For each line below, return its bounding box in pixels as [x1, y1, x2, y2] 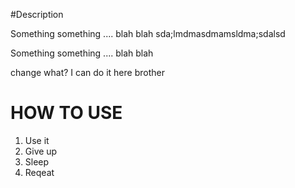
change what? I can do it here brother [10, 67, 165, 78]
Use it [24, 134, 50, 146]
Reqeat [24, 166, 55, 178]
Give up [24, 145, 58, 157]
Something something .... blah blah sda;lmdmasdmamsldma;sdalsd [10, 28, 286, 39]
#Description [10, 9, 64, 20]
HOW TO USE [10, 102, 123, 124]
